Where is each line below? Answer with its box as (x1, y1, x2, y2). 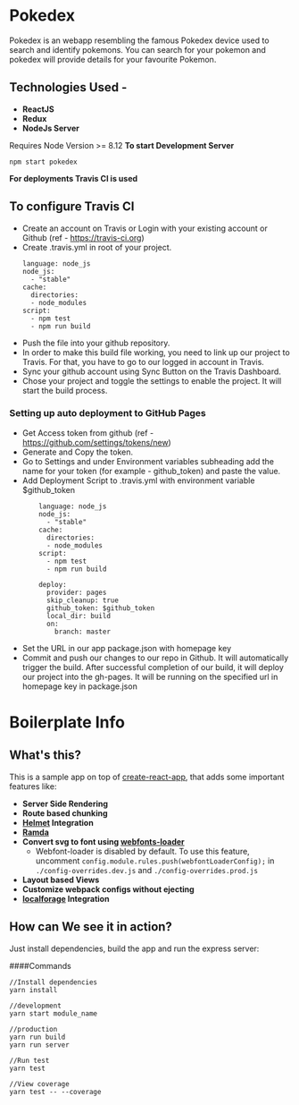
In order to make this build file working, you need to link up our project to (21, 346, 290, 358)
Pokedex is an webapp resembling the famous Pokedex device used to (9, 35, 270, 46)
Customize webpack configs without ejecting (21, 883, 195, 895)
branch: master (54, 627, 112, 636)
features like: (9, 780, 57, 792)
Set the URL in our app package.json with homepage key (21, 642, 232, 653)
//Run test (9, 1056, 50, 1065)
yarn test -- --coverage (9, 1087, 102, 1096)
